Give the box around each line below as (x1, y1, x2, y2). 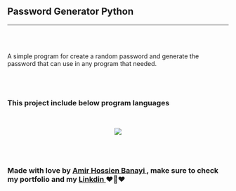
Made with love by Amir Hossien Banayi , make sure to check (7, 166, 219, 176)
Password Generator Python (7, 6, 134, 18)
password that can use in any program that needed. (7, 59, 157, 67)
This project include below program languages (7, 98, 170, 107)
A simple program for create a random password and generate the (7, 52, 199, 60)
